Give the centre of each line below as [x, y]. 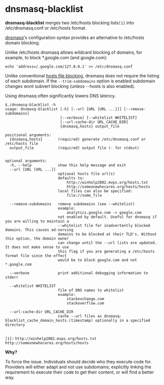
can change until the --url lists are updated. [107, 243]
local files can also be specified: [95, 191]
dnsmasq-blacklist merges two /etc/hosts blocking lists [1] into [69, 23]
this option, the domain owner [37, 238]
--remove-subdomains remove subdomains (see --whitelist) [72, 204]
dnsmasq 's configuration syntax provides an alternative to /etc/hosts [75, 37]
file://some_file [84, 195]
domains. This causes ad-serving [39, 230]
